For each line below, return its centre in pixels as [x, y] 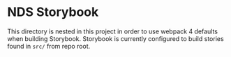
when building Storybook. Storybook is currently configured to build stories [116, 38]
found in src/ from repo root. [49, 46]
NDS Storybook [53, 12]
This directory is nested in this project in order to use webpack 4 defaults [113, 31]
